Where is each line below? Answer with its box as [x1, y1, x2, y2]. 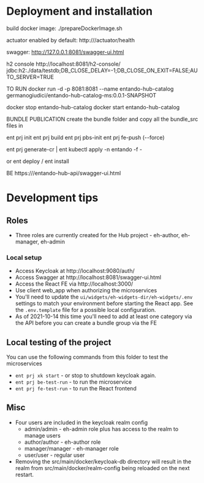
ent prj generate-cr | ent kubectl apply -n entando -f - [6, 145, 143, 153]
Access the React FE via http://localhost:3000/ [15, 280, 134, 287]
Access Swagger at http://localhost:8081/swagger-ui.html [15, 274, 161, 281]
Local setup [6, 253, 42, 262]
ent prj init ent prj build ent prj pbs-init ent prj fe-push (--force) [6, 134, 165, 141]
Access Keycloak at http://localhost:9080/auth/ [15, 267, 135, 275]
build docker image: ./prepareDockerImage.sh [6, 25, 123, 32]
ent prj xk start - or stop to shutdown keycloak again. [15, 372, 156, 379]
